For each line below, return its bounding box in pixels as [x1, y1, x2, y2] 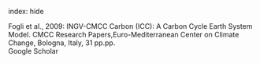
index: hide [8, 7, 45, 16]
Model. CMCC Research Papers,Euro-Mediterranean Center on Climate [8, 30, 240, 39]
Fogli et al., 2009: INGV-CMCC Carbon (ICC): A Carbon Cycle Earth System [8, 22, 253, 30]
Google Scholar [8, 47, 59, 55]
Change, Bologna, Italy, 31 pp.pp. [8, 38, 116, 47]
